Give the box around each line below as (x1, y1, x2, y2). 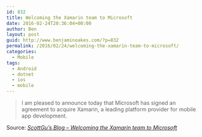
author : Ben (6, 26, 37, 32)
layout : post (6, 32, 40, 38)
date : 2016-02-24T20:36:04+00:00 (6, 20, 92, 26)
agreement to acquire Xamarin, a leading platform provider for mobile (21, 106, 196, 113)
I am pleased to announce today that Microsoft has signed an (21, 99, 176, 107)
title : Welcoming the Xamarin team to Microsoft (6, 15, 133, 21)
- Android (12, 65, 37, 72)
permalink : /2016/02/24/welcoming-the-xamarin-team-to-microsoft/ (6, 43, 179, 49)
